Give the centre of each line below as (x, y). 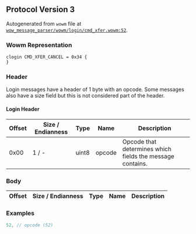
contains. (135, 163)
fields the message (148, 156)
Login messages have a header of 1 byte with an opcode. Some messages (95, 89)
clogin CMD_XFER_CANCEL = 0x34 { (47, 57)
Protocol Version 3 (41, 10)
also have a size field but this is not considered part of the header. (85, 96)
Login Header (23, 109)
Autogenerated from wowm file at (44, 23)
